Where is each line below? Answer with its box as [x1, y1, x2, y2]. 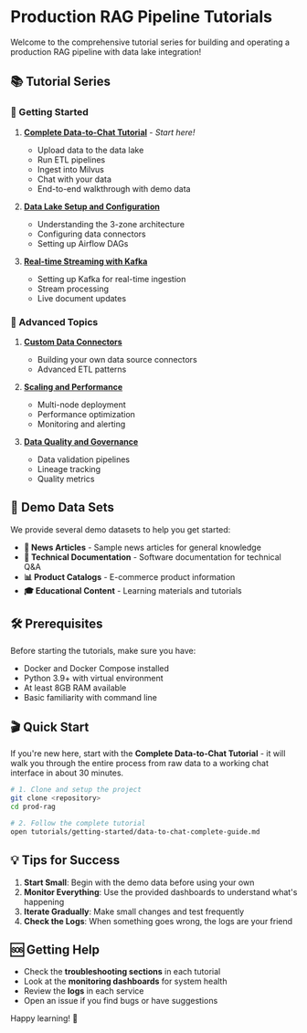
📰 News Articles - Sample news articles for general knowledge [23, 542, 261, 553]
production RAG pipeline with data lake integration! [10, 46, 202, 57]
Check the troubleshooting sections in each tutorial [23, 966, 221, 977]
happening [23, 896, 65, 907]
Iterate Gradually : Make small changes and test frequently [23, 906, 245, 917]
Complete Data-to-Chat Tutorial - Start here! [23, 126, 196, 138]
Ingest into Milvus [37, 163, 104, 174]
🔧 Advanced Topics [10, 315, 99, 328]
